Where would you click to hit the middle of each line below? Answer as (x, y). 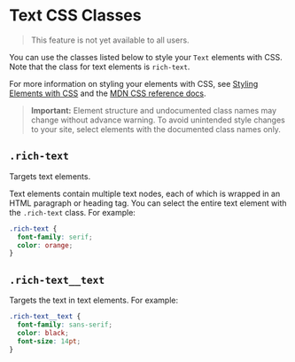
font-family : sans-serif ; (65, 325)
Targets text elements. (50, 176)
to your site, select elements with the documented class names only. (156, 129)
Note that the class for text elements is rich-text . (100, 67)
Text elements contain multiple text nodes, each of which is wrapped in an (145, 193)
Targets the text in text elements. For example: (94, 300)
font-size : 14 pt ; (49, 341)
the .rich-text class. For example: (72, 212)
